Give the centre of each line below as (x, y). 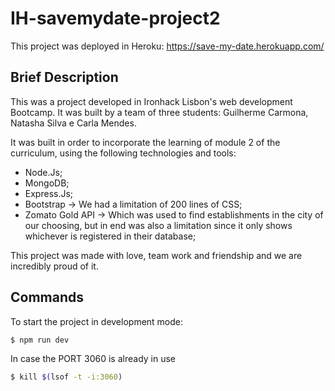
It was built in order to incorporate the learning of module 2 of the (145, 142)
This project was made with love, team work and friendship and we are (156, 255)
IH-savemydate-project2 (115, 18)
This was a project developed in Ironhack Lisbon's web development (151, 101)
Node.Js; (43, 172)
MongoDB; (47, 183)
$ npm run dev (40, 340)
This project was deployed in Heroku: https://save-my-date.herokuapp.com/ (167, 46)
